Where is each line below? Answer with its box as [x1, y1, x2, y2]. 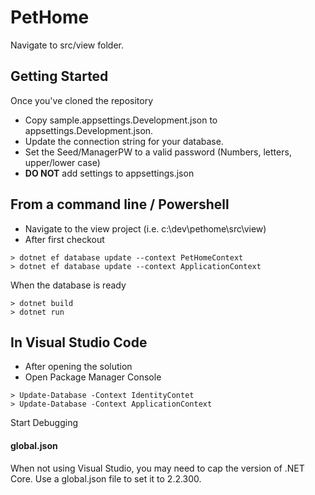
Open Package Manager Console [24, 371, 162, 383]
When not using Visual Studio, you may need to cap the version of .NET [10, 462, 305, 474]
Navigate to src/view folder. [10, 39, 124, 51]
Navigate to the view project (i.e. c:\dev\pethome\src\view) [24, 222, 267, 235]
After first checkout [24, 233, 105, 245]
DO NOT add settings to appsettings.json [24, 167, 195, 179]
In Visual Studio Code [10, 334, 148, 351]
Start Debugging [10, 417, 79, 429]
